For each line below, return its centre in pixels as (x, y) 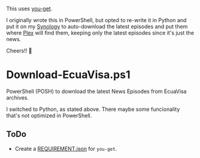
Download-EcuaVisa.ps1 (68, 75)
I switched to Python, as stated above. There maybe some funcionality (93, 109)
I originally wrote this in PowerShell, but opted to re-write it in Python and (96, 20)
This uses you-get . (29, 9)
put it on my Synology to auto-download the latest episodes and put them (97, 27)
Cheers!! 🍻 (19, 51)
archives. (17, 97)
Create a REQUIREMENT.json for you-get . (66, 148)
